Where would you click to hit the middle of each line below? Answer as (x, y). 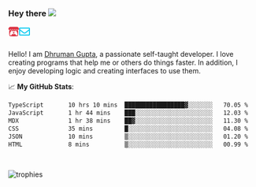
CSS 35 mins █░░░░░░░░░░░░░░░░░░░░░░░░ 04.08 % (128, 129)
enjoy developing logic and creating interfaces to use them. (104, 71)
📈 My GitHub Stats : (41, 87)
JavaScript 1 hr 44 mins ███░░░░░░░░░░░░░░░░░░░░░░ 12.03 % (128, 113)
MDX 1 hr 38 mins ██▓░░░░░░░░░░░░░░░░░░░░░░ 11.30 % (128, 121)
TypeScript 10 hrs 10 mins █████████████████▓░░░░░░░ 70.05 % (128, 105)
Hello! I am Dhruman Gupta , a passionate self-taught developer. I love (121, 54)
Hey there (28, 13)
